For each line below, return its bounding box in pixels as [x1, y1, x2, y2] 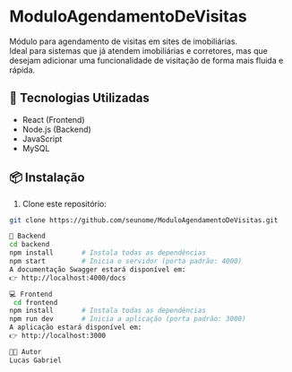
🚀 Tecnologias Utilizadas [9, 91, 150, 106]
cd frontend [13, 298, 58, 307]
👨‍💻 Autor [9, 347, 42, 356]
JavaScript [21, 133, 63, 144]
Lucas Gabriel [9, 356, 63, 365]
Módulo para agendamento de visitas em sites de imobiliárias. [9, 36, 238, 47]
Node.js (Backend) [21, 124, 91, 134]
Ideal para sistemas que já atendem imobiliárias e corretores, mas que [9, 45, 269, 56]
